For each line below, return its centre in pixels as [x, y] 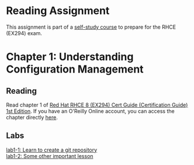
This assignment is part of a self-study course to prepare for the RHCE [91, 27]
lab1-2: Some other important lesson [50, 156]
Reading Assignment [58, 11]
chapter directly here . [32, 117]
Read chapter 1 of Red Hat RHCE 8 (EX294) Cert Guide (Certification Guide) [97, 105]
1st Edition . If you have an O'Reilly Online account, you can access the [90, 111]
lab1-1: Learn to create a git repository [52, 150]
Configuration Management [75, 69]
